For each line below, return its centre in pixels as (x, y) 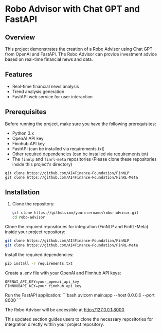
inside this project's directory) (42, 164)
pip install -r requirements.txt (39, 263)
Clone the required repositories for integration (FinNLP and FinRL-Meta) (77, 227)
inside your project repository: (35, 232)
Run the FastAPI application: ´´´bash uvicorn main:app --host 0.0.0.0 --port (80, 295)
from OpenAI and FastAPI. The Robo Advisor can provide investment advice (81, 54)
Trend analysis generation (38, 92)
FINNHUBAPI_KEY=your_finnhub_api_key (43, 286)
